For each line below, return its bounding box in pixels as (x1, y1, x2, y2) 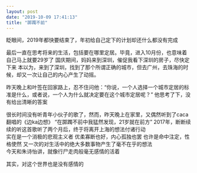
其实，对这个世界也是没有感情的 (6, 161, 84, 168)
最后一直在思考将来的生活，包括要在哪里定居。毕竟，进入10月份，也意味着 (6, 49, 188, 56)
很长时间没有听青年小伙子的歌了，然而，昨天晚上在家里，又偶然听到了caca (6, 111, 189, 118)
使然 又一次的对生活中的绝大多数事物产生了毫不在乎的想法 (11, 141, 152, 148)
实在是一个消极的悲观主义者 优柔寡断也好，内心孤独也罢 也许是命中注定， (6, 133, 185, 141)
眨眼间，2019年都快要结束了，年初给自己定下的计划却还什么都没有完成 (6, 37, 178, 44)
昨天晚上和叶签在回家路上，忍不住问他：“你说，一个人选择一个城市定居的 (6, 84, 185, 91)
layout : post (6, 8, 38, 15)
